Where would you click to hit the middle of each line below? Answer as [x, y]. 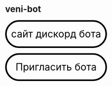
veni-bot [23, 9]
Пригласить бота [56, 67]
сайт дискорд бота [56, 34]
